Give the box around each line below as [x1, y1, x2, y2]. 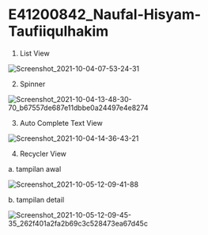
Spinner [19, 79, 46, 89]
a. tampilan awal [8, 164, 62, 173]
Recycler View [19, 149, 67, 158]
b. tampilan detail [8, 195, 65, 204]
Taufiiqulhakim [8, 22, 109, 40]
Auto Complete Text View [19, 118, 103, 127]
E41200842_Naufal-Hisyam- [8, 6, 202, 24]
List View [19, 48, 50, 58]
